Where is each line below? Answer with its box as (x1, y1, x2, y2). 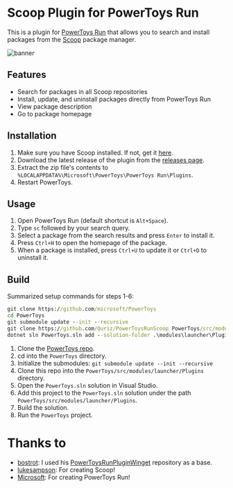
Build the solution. (17, 403, 69, 411)
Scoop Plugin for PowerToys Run (7, 5, 199, 21)
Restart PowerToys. (17, 178, 73, 186)
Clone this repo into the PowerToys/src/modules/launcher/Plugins (17, 366, 205, 375)
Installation (7, 130, 57, 142)
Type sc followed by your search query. (17, 224, 130, 233)
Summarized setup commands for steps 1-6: (7, 292, 134, 301)
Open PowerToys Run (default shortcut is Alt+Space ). (17, 217, 169, 225)
